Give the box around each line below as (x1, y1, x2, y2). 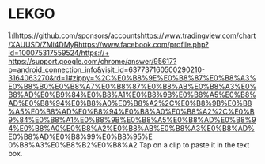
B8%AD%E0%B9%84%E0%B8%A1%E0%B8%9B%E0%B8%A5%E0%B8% (8, 90, 257, 99)
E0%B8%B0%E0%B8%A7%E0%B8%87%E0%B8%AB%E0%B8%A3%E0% (8, 81, 257, 91)
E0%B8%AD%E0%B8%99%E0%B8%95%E (8, 132, 153, 141)
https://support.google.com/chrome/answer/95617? (8, 56, 177, 65)
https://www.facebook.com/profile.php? (78, 39, 210, 49)
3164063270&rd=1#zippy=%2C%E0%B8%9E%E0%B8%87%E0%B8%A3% (8, 73, 257, 83)
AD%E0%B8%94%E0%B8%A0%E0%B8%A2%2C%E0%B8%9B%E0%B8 (8, 98, 252, 107)
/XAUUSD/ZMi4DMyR (8, 39, 79, 49)
